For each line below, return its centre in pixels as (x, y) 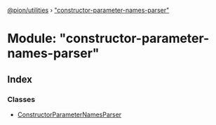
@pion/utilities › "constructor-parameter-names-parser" (88, 10)
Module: (32, 39)
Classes (21, 99)
